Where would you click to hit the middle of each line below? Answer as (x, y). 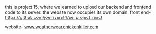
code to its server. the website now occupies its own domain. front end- (78, 12)
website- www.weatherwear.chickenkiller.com (52, 27)
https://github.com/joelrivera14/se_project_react (54, 17)
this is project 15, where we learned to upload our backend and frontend (78, 7)
